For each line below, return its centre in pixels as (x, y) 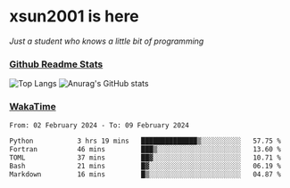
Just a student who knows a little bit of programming (107, 41)
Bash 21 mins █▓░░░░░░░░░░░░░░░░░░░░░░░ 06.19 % (145, 167)
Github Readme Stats (56, 64)
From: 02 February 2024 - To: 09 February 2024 (99, 125)
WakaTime (33, 107)
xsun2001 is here (75, 16)
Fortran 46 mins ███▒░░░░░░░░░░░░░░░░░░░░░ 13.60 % (145, 150)
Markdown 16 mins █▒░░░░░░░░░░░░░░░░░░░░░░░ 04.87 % (145, 174)
